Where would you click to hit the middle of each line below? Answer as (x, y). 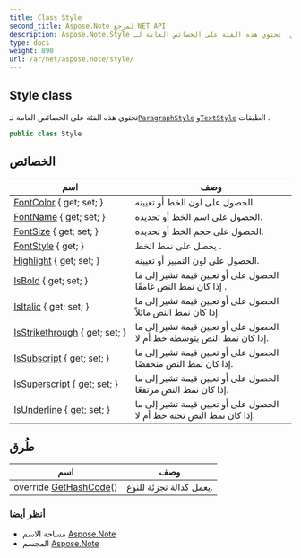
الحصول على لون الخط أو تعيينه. (195, 202)
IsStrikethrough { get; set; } (70, 332)
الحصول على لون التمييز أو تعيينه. (197, 260)
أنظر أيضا (27, 514)
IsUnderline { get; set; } (62, 409)
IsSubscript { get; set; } (62, 358)
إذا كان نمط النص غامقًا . (181, 286)
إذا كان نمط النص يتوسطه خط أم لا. (202, 337)
